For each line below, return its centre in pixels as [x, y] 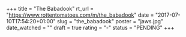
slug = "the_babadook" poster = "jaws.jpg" [110, 21]
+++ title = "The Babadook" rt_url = [50, 9]
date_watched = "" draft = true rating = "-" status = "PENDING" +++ [90, 27]
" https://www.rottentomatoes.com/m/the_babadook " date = [80, 15]
